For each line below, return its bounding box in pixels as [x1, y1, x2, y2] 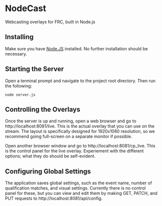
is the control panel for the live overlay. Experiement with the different [5, 148, 144, 154]
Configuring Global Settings [5, 167, 91, 176]
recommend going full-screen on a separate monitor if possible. [5, 133, 133, 139]
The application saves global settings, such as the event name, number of [5, 180, 152, 186]
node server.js [5, 92, 36, 97]
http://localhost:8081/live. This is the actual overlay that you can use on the [5, 123, 155, 129]
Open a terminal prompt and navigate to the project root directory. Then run [5, 78, 156, 84]
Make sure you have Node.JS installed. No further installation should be [5, 45, 148, 51]
